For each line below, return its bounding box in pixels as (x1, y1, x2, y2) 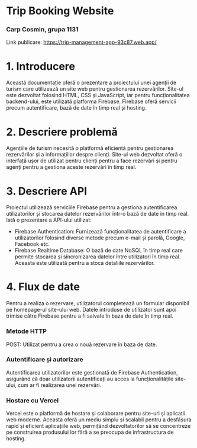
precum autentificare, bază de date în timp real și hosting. (6, 104, 147, 111)
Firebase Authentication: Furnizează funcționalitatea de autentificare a (14, 228, 186, 235)
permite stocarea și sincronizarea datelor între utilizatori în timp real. (14, 253, 181, 260)
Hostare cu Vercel (6, 396, 59, 404)
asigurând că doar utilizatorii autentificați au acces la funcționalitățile (6, 375, 174, 382)
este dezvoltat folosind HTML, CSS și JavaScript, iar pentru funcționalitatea (6, 92, 190, 99)
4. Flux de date (6, 280, 80, 294)
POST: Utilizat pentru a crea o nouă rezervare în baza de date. (6, 341, 157, 348)
